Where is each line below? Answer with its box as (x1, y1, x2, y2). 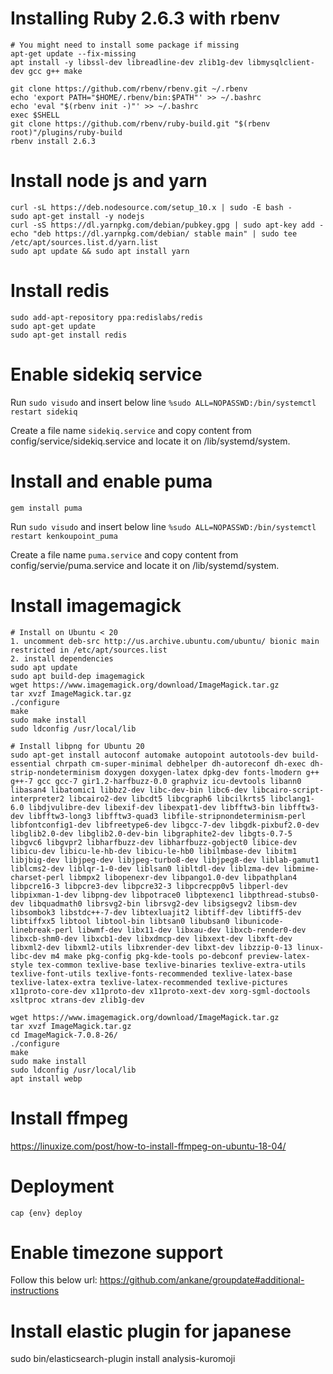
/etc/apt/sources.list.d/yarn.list (10, 237, 159, 247)
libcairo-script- (251, 785, 325, 795)
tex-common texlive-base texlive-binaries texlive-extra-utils (36, 960, 307, 970)
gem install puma (10, 503, 83, 513)
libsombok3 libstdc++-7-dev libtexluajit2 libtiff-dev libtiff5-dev (10, 907, 302, 917)
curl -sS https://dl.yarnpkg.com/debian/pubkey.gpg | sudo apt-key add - (10, 220, 325, 230)
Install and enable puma (10, 470, 213, 492)
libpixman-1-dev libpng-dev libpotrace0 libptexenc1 (10, 890, 235, 900)
